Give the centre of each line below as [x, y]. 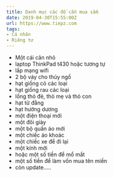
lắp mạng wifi [32, 70]
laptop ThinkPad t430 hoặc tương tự [60, 64]
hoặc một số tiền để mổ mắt [50, 154]
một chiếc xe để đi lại [41, 141]
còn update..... [33, 167]
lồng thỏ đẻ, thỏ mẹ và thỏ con [53, 96]
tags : [13, 29]
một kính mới [31, 148]
